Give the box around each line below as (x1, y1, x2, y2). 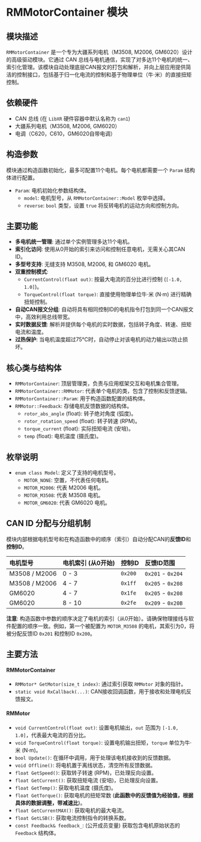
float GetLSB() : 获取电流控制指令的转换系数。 (14, 814, 130, 822)
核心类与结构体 (6, 362, 62, 373)
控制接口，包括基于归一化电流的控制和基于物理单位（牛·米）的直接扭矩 (16, 71, 192, 78)
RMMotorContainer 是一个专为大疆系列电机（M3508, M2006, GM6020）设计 (6, 49, 193, 55)
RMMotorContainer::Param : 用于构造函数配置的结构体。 (14, 395, 149, 402)
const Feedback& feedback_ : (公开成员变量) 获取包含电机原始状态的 (14, 822, 180, 829)
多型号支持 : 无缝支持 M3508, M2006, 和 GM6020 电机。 (14, 261, 154, 268)
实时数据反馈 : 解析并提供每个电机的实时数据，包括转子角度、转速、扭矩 (14, 321, 192, 328)
